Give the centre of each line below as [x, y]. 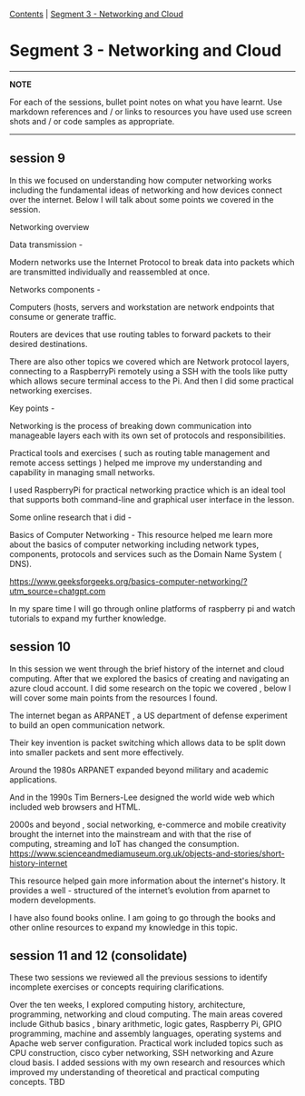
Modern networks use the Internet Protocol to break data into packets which [152, 262]
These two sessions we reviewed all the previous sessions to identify [138, 978]
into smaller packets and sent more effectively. [97, 752]
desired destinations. [49, 344]
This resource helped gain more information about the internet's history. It [148, 881]
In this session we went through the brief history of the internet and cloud [147, 669]
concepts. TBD [37, 1082]
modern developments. [53, 900]
